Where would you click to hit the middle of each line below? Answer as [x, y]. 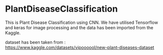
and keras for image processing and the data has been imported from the [79, 27]
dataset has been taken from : [35, 42]
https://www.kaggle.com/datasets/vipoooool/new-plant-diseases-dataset [80, 47]
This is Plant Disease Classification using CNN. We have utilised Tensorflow [81, 22]
